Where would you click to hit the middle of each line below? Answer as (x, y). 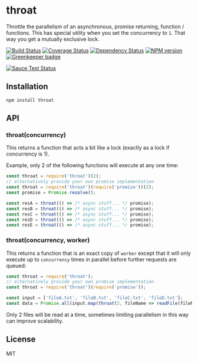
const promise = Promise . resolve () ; (51, 193)
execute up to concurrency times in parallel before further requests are (91, 259)
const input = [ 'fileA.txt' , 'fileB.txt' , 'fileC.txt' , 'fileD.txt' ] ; (95, 298)
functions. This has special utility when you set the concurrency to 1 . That (96, 32)
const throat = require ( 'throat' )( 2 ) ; (54, 176)
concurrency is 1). (28, 154)
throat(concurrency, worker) (48, 240)
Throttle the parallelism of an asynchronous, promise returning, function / (95, 26)
